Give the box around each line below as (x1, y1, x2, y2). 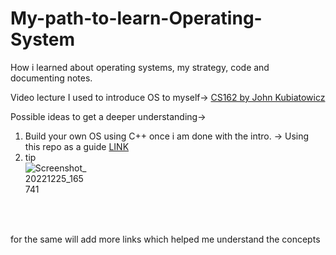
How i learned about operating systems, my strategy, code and (10, 61, 270, 73)
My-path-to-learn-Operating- (10, 7, 263, 30)
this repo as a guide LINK (24, 140, 130, 152)
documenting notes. (10, 72, 93, 84)
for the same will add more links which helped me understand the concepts (10, 233, 321, 245)
